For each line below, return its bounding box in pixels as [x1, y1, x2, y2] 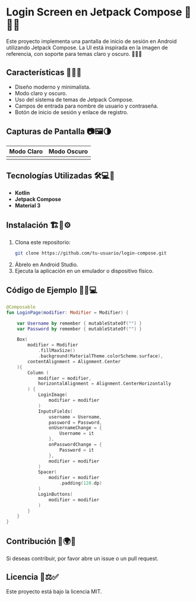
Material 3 [14, 202, 41, 209]
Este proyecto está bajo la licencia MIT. [6, 588, 102, 595]
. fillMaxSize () [37, 348, 76, 354]
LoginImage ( [37, 392, 68, 398]
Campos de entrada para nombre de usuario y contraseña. [14, 102, 159, 109]
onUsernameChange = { [48, 425, 102, 431]
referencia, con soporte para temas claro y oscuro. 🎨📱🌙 [6, 50, 143, 57]
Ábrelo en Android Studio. [14, 261, 78, 268]
